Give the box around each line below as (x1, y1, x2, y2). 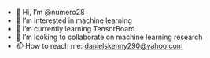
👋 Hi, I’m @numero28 (15, 8, 85, 16)
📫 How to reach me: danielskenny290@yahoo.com (15, 42, 183, 50)
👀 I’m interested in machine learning (15, 16, 132, 25)
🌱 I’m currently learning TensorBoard (15, 24, 135, 33)
